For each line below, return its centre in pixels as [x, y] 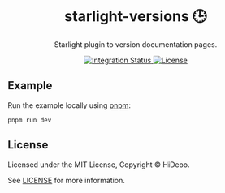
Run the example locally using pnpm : [69, 105]
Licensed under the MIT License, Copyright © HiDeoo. [99, 165]
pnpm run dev [30, 120]
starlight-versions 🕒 [136, 17]
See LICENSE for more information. [66, 180]
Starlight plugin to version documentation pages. [136, 44]
